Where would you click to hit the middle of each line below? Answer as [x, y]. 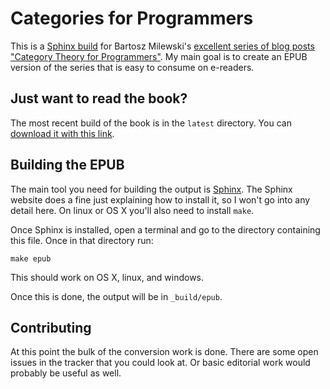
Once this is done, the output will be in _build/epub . [116, 296]
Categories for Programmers [132, 18]
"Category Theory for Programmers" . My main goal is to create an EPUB [159, 56]
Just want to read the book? [99, 98]
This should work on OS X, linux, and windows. [107, 277]
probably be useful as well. [66, 373]
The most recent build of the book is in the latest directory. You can [151, 123]
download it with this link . [62, 133]
